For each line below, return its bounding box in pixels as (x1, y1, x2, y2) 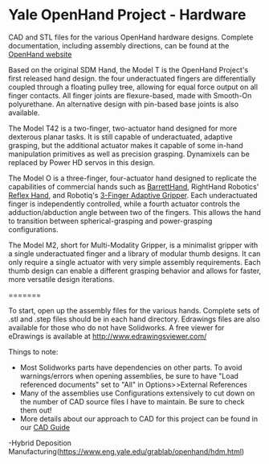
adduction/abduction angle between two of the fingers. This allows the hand (8, 207, 261, 217)
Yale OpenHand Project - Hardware (8, 6, 247, 24)
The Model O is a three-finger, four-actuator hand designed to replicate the (8, 173, 257, 183)
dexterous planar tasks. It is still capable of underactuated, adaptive (8, 131, 233, 142)
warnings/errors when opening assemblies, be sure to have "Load (19, 371, 239, 380)
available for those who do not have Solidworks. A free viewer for (8, 322, 225, 332)
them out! (19, 405, 52, 415)
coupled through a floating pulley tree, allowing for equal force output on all (8, 82, 259, 92)
